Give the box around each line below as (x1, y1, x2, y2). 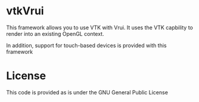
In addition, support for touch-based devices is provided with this (6, 42, 167, 49)
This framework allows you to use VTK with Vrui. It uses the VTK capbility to (6, 24, 194, 31)
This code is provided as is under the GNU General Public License (6, 88, 169, 96)
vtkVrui (6, 4, 44, 18)
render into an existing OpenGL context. (6, 30, 104, 37)
